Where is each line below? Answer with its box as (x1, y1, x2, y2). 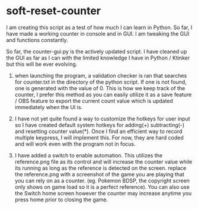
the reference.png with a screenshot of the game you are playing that (14, 170, 185, 178)
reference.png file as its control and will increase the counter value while (14, 158, 193, 165)
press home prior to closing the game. (14, 196, 108, 203)
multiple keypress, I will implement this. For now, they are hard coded (14, 134, 184, 141)
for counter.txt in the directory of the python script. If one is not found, (14, 78, 187, 85)
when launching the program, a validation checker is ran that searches (14, 72, 187, 79)
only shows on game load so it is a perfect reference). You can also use (14, 183, 190, 191)
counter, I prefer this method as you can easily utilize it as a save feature (14, 91, 192, 98)
